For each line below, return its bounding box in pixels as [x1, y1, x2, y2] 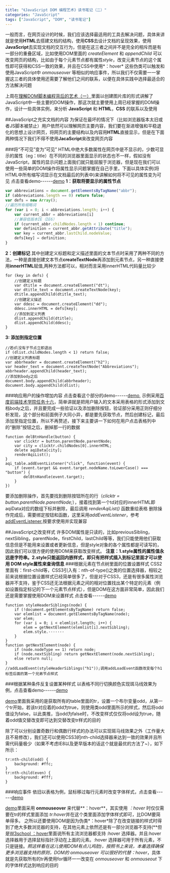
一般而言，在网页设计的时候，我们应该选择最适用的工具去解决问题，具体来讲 [5, 32, 165, 38]
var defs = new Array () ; [5, 198, 58, 203]
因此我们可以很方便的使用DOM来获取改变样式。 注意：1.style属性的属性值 [5, 548, 160, 554]
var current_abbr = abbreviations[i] [14, 212, 94, 217]
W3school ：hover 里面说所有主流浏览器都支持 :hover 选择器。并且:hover [10, 830, 161, 836]
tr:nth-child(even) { [5, 770, 51, 775]
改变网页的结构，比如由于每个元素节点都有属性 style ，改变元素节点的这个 [5, 57, 157, 63]
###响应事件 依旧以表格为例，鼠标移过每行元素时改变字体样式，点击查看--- [5, 789, 163, 795]
